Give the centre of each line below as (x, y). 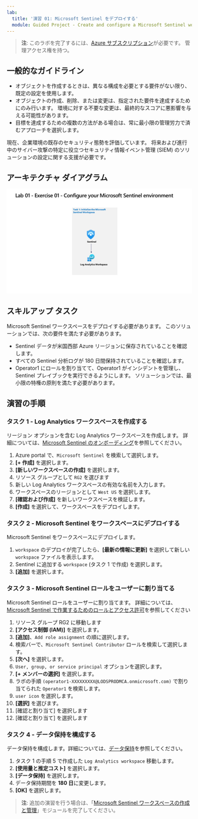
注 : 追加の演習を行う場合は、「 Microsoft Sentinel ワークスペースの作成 (105, 803)
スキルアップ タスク (42, 311)
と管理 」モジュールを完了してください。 (70, 810)
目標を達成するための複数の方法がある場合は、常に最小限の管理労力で (100, 123)
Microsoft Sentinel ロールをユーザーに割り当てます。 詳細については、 (91, 602)
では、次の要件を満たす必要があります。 (76, 334)
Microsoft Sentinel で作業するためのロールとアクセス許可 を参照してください (99, 610)
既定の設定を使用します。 (46, 93)
